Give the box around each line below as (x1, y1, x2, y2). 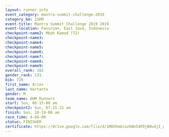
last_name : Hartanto (5, 86, 49, 92)
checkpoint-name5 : (5, 45, 44, 50)
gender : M (5, 91, 26, 96)
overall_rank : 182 (5, 68, 44, 73)
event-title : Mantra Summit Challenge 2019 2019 (5, 21, 109, 27)
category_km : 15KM (5, 17, 44, 22)
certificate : (5, 124, 33, 129)
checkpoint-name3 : (5, 36, 44, 41)
